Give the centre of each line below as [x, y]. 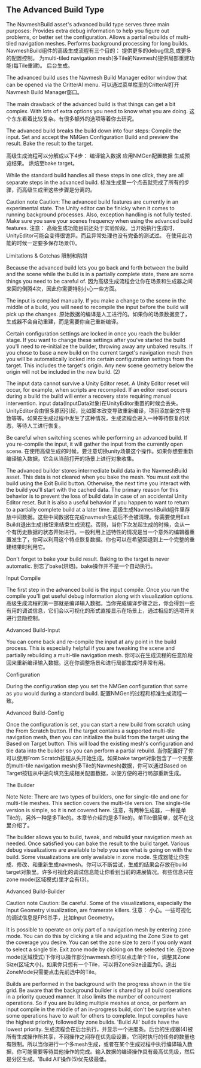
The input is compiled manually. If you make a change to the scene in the [96, 300]
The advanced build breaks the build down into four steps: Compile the [94, 131]
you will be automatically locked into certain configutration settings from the [100, 359]
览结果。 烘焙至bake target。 [42, 163]
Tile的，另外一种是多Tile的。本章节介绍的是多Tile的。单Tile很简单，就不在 [98, 818]
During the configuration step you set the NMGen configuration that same [97, 686]
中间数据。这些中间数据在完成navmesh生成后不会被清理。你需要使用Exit [100, 517]
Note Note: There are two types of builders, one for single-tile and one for [97, 797]
